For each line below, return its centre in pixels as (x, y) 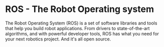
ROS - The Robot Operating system (80, 9)
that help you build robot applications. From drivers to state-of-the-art (77, 28)
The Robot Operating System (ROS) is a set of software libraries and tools (81, 23)
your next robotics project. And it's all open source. (58, 39)
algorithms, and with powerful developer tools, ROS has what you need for (82, 33)
